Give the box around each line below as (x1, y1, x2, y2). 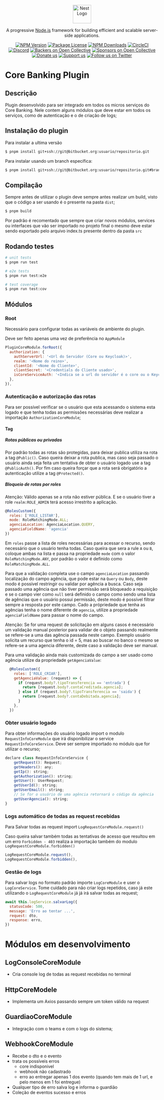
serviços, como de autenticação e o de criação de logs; (5, 113, 117, 118)
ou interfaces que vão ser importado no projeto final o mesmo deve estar (5, 223, 152, 229)
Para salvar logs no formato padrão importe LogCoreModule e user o (5, 879, 140, 885)
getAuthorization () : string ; (14, 774, 73, 779)
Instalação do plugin (5, 126, 68, 135)
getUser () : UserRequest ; (14, 778, 64, 783)
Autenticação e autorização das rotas (5, 393, 96, 400)
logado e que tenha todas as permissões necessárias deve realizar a (5, 409, 143, 415)
